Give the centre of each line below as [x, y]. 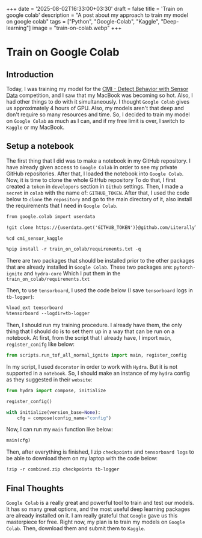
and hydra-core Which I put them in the [72, 274]
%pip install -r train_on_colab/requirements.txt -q [74, 249]
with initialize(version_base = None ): [54, 412]
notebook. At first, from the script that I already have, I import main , [89, 338]
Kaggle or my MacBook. [35, 127]
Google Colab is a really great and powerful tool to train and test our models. [100, 503]
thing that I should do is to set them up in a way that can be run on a [90, 331]
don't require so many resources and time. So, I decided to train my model [98, 114]
